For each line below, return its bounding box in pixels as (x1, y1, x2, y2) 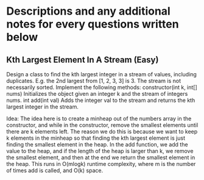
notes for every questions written (6, 17, 179, 31)
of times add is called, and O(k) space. (6, 167, 104, 174)
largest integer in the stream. (6, 103, 79, 110)
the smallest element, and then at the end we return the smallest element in (6, 154, 195, 161)
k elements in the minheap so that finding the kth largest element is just (6, 134, 186, 142)
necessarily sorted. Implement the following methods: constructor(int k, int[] (6, 84, 198, 91)
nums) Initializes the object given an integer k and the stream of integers (6, 90, 188, 97)
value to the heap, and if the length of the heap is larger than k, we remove (6, 148, 194, 154)
